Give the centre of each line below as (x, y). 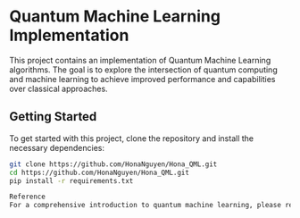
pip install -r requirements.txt (71, 180)
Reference (28, 197)
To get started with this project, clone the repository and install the (132, 138)
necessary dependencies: (57, 147)
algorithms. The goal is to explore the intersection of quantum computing (144, 70)
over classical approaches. (59, 88)
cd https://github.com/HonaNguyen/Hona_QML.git (100, 172)
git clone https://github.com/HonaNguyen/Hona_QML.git (113, 164)
